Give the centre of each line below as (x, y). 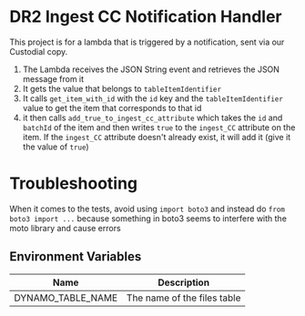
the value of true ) (56, 147)
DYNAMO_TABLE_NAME (66, 298)
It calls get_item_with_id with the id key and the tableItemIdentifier (153, 98)
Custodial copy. (39, 51)
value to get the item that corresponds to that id (112, 107)
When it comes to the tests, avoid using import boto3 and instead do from (147, 209)
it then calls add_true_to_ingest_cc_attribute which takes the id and (152, 117)
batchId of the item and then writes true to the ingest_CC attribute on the (159, 127)
